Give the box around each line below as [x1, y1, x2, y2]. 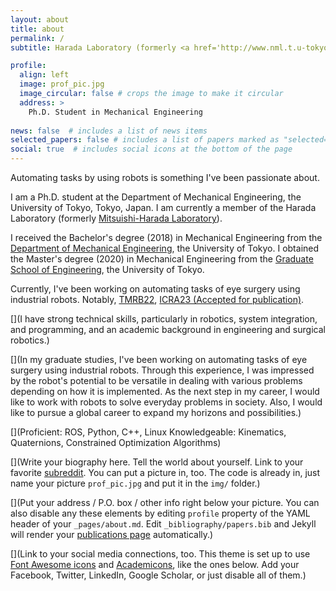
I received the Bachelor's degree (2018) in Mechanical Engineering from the [10, 232, 323, 243]
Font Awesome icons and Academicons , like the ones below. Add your [10, 559, 300, 570]
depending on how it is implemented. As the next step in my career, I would [10, 386, 320, 397]
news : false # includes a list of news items [10, 126, 208, 136]
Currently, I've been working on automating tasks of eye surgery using [10, 283, 301, 295]
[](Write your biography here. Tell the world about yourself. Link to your [10, 456, 304, 468]
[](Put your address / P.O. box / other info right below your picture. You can [10, 497, 320, 508]
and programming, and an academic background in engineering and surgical [10, 324, 326, 335]
